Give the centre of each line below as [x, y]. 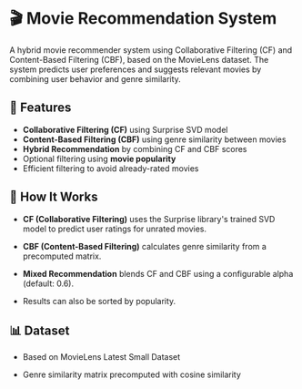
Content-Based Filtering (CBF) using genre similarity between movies [154, 139]
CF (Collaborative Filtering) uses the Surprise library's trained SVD [149, 219]
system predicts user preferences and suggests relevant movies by [136, 69]
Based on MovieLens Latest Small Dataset [101, 357]
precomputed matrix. [62, 256]
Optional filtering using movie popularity [99, 159]
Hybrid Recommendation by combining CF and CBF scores [135, 148]
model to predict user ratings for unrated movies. [115, 229]
